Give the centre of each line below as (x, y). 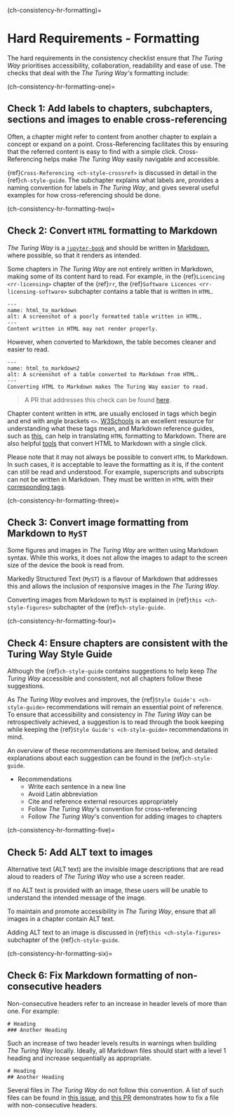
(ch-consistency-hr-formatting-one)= (61, 86)
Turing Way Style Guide (60, 654)
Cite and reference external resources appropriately (103, 801)
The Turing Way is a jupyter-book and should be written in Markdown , (109, 247)
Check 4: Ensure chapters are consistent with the (117, 643)
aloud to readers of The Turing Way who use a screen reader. (96, 877)
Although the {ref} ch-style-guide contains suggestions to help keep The (112, 671)
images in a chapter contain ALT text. (61, 919)
